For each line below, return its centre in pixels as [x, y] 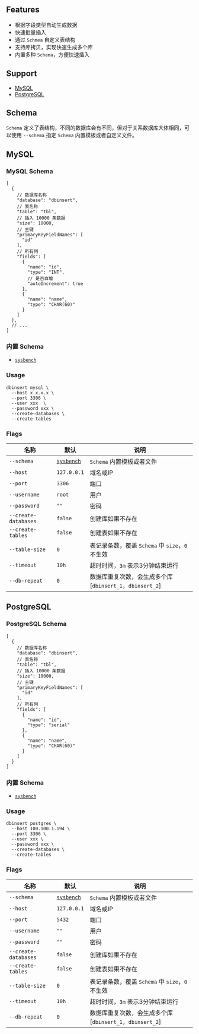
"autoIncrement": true [55, 284]
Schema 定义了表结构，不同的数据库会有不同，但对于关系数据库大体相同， [95, 128]
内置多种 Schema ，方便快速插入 [52, 54]
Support [22, 74]
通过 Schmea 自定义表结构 [45, 39]
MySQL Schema [30, 171]
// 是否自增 [40, 279]
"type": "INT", [46, 273]
